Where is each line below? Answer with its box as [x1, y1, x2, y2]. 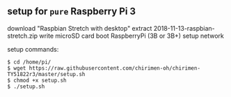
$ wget [7, 64, 26, 72]
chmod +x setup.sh [13, 77, 67, 84]
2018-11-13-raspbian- [153, 24, 215, 32]
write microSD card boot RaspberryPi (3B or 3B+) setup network [39, 31, 225, 40]
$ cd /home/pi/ [7, 59, 51, 66]
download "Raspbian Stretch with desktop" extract [7, 24, 152, 32]
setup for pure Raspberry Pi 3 [7, 6, 136, 17]
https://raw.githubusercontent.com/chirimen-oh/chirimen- [29, 64, 200, 72]
